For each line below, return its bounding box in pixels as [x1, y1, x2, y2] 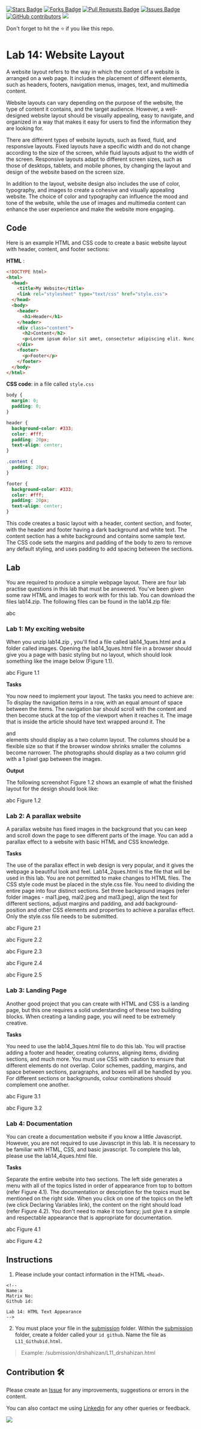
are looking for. [6, 124, 44, 132]
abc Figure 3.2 [6, 1104, 42, 1112]
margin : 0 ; [11, 398, 39, 404]
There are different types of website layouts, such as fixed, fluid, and [6, 136, 176, 143]
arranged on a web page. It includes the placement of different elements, [6, 74, 187, 81]
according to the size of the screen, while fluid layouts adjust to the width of [6, 149, 194, 156]
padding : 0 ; [11, 404, 42, 410]
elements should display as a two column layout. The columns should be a [6, 736, 190, 743]
